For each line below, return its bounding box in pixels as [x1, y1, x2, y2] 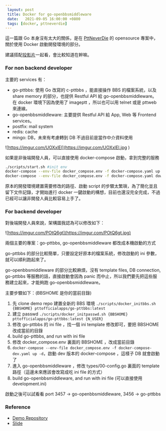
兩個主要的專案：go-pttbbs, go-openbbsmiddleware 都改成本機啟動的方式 [5, 240, 156, 246]
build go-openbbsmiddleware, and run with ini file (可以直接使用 [12, 375, 143, 381]
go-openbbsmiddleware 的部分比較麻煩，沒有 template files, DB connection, [5, 267, 161, 273]
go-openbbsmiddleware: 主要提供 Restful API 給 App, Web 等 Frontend [12, 112, 157, 118]
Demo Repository [12, 415, 48, 421]
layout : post [7, 7, 35, 12]
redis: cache [12, 129, 38, 134]
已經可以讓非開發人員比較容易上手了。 [5, 196, 83, 202]
